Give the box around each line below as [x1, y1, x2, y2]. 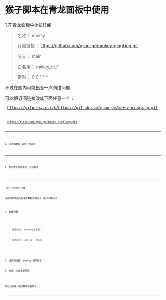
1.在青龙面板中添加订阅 [5, 22, 52, 28]
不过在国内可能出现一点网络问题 [5, 84, 70, 90]
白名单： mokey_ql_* [17, 64, 59, 70]
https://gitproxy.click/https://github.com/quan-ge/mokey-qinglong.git [7, 105, 158, 110]
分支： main [17, 53, 42, 59]
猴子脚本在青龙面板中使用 [5, 4, 110, 16]
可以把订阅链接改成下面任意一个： [5, 95, 75, 101]
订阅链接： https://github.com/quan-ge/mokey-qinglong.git [17, 42, 138, 48]
